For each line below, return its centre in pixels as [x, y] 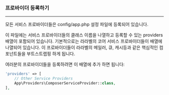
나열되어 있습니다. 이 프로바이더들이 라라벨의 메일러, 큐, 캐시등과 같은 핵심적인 [82, 47]
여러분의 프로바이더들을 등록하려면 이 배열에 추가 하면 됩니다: [65, 64]
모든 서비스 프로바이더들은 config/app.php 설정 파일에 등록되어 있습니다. [77, 24]
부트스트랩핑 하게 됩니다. [51, 54]
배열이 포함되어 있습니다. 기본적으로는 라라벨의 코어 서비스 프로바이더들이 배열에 [84, 41]
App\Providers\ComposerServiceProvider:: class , [65, 83]
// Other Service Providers [44, 78]
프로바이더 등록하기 [27, 7]
